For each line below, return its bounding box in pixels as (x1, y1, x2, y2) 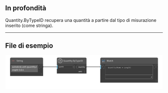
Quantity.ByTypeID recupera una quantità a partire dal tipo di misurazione (5, 17, 156, 23)
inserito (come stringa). (5, 22, 53, 28)
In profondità (5, 4, 46, 12)
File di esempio (5, 42, 53, 50)
